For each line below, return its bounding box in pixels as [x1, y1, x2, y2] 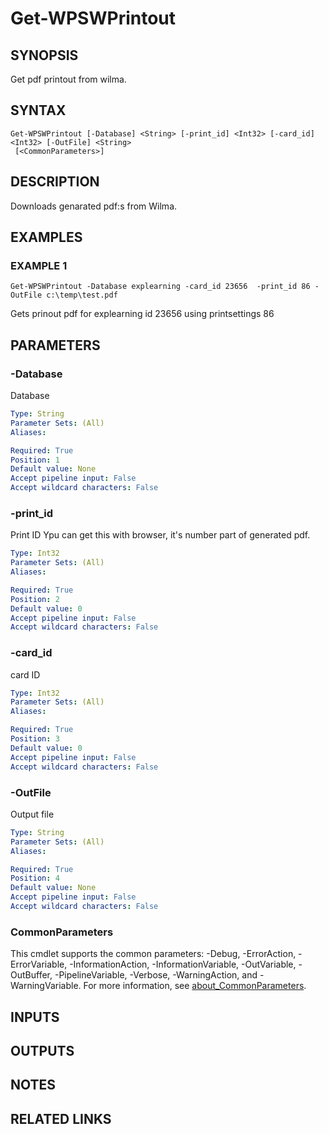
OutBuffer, [10, 969, 53, 981]
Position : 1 [10, 455, 60, 465]
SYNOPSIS [10, 47, 79, 64]
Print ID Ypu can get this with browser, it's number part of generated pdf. [10, 529, 311, 541]
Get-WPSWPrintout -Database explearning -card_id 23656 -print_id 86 [10, 282, 311, 292]
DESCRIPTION [10, 173, 100, 191]
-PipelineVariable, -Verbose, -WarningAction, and [54, 969, 258, 981]
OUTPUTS [10, 1042, 75, 1059]
